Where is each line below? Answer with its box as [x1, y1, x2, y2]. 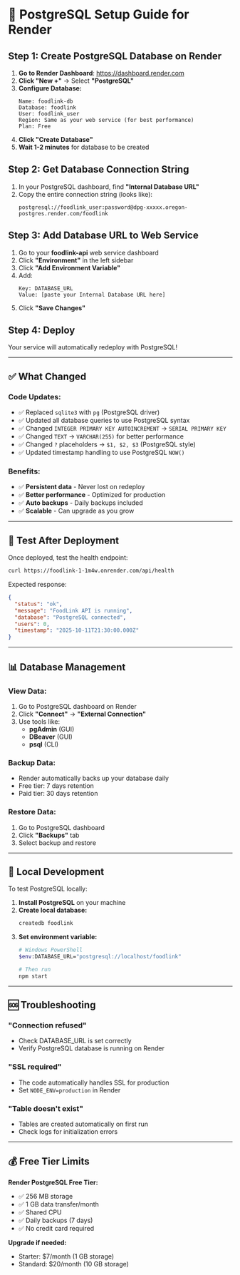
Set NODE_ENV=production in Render [18, 1085, 121, 1094]
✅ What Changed [8, 370, 87, 382]
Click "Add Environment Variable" [18, 263, 121, 272]
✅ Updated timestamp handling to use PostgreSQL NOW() [18, 449, 185, 457]
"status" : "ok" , [14, 600, 63, 608]
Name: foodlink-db [18, 98, 73, 105]
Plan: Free [18, 123, 51, 130]
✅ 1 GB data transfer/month [18, 1199, 99, 1208]
